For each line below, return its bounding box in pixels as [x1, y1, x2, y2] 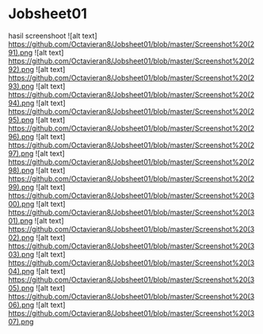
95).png [8, 115, 34, 124]
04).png [8, 266, 35, 275]
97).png [8, 148, 34, 158]
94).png [8, 98, 35, 108]
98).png [8, 165, 34, 175]
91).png [8, 47, 33, 57]
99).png [8, 182, 34, 192]
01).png [8, 215, 33, 226]
